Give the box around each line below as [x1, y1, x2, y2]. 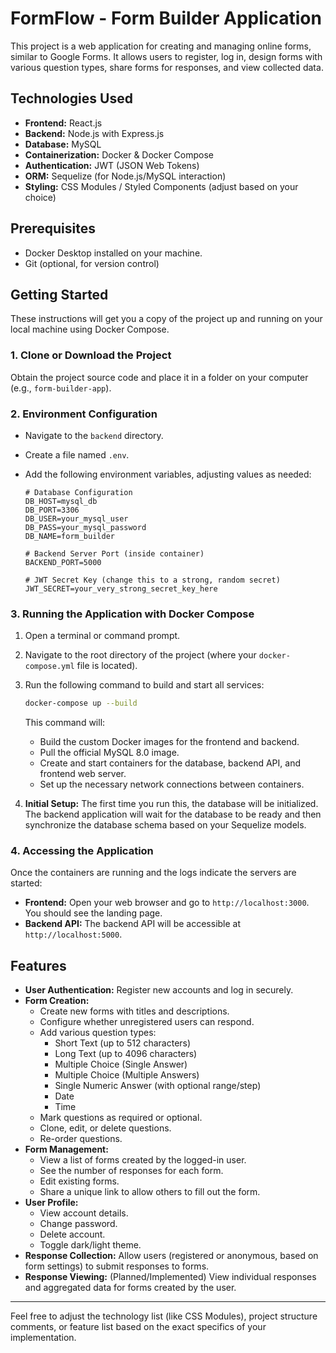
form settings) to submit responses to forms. [24, 1260, 210, 1272]
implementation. [10, 1332, 77, 1344]
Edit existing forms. [39, 1175, 120, 1187]
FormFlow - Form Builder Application [10, 7, 322, 30]
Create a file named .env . [24, 448, 130, 461]
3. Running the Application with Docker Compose [10, 607, 255, 621]
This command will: [24, 717, 106, 729]
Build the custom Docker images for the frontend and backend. [39, 736, 300, 748]
